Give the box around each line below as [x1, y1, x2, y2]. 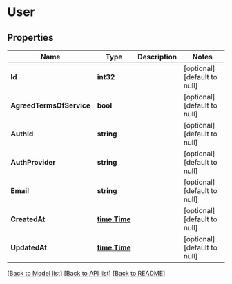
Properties [7, 32, 54, 43]
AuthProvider [10, 158, 56, 167]
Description [137, 52, 177, 61]
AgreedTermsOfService [10, 101, 91, 110]
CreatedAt [10, 214, 46, 224]
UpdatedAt [10, 243, 47, 252]
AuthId [10, 129, 34, 139]
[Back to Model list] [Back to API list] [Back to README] [7, 270, 166, 277]
